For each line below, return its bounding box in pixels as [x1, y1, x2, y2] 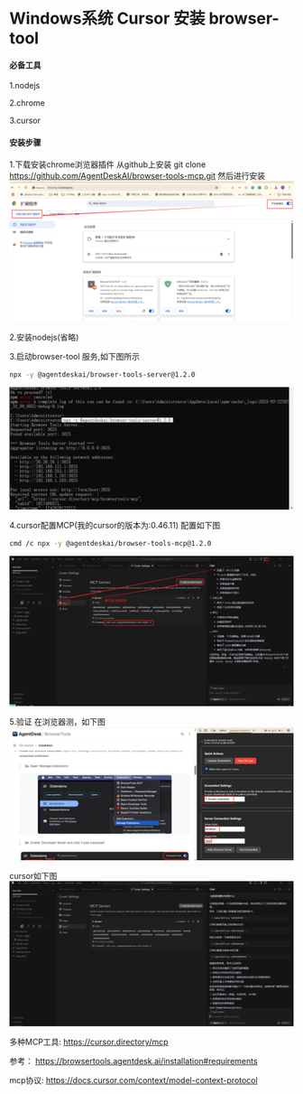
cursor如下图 [9, 871, 58, 882]
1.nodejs [9, 80, 41, 91]
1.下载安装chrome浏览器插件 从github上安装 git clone [9, 159, 207, 170]
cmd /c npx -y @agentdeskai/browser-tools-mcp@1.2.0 [9, 539, 212, 548]
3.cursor [9, 115, 41, 126]
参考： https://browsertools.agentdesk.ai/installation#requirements [9, 1056, 259, 1067]
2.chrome [9, 98, 45, 108]
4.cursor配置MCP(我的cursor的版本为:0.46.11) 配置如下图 [9, 520, 221, 531]
